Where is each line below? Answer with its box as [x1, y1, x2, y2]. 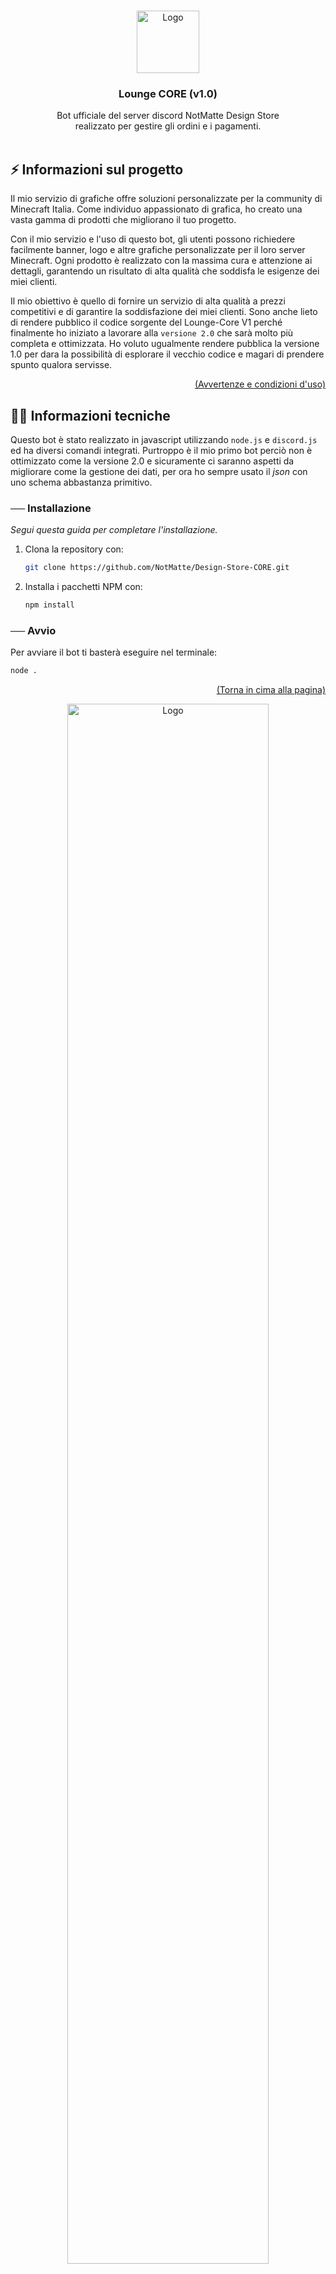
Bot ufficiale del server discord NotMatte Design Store [56, 110, 280, 122]
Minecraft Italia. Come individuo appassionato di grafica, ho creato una [10, 203, 303, 215]
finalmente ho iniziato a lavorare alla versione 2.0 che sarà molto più [10, 327, 294, 339]
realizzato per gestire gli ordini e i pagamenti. [74, 120, 262, 132]
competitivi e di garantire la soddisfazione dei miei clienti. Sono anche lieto [10, 306, 318, 318]
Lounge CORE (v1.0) [118, 86, 218, 100]
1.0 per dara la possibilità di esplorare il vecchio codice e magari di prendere [10, 348, 325, 360]
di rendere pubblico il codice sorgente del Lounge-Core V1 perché [10, 316, 283, 329]
